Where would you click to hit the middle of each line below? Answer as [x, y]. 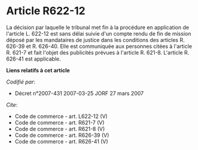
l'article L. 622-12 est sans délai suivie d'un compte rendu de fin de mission [99, 33]
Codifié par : [21, 82]
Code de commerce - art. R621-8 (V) [60, 129]
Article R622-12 [46, 11]
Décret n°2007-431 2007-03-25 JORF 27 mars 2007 [79, 93]
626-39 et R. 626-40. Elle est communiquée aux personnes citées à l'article [99, 46]
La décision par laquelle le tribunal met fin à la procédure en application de [98, 27]
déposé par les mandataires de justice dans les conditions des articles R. [95, 40]
